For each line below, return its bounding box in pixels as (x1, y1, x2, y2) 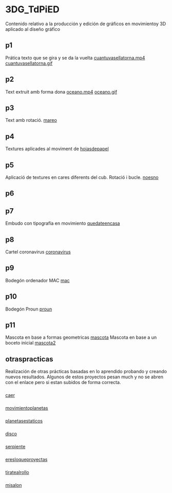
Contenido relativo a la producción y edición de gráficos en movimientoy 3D (5, 21, 166, 27)
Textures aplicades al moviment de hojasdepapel (5, 145, 109, 152)
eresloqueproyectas (5, 456, 48, 462)
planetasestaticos (5, 418, 43, 424)
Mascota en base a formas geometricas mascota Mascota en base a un (5, 334, 157, 340)
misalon (5, 482, 22, 488)
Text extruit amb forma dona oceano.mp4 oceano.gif (5, 88, 117, 95)
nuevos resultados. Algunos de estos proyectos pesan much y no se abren (5, 374, 163, 380)
